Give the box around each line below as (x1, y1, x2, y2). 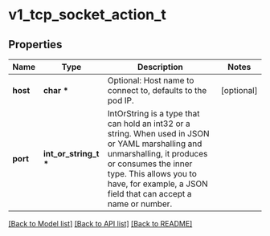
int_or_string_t (43, 149, 100, 159)
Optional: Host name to (107, 75, 194, 86)
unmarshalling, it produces (107, 149, 208, 159)
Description (137, 62, 183, 72)
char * (43, 85, 69, 96)
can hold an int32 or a (107, 118, 190, 129)
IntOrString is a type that (107, 108, 200, 119)
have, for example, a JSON (107, 178, 208, 189)
